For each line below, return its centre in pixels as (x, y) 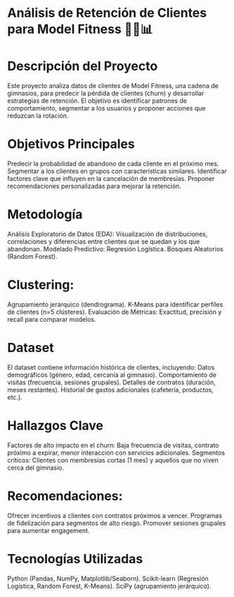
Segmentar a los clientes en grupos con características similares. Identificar (117, 171)
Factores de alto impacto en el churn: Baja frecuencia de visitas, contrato (113, 445)
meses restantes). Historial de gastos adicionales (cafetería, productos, (111, 389)
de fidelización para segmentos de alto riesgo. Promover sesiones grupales (117, 523)
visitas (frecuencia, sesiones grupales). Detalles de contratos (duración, (111, 382)
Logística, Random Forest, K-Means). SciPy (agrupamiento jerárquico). (109, 586)
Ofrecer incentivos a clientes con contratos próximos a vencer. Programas (115, 515)
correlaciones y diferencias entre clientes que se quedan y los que (104, 241)
